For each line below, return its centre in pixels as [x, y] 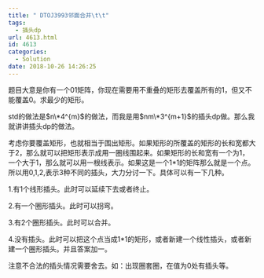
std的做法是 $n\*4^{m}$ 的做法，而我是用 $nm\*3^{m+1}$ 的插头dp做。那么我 [132, 116]
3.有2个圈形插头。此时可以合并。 [62, 222]
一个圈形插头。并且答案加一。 [63, 249]
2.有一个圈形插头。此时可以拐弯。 [63, 206]
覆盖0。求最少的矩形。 [51, 100]
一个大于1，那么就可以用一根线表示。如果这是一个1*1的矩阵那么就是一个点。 [132, 163]
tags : [17, 23]
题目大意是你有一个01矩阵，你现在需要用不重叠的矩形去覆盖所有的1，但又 [127, 90]
